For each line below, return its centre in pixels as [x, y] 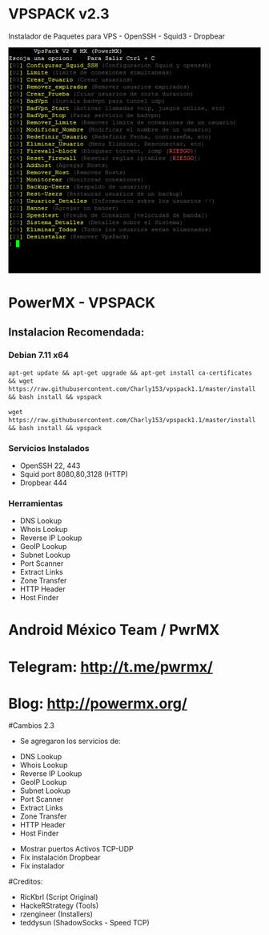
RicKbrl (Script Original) [59, 897]
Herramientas [36, 503]
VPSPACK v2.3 [59, 14]
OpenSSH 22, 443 [50, 465]
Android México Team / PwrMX [114, 630]
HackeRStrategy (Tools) [59, 906]
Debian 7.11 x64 [39, 356]
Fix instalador [42, 866]
